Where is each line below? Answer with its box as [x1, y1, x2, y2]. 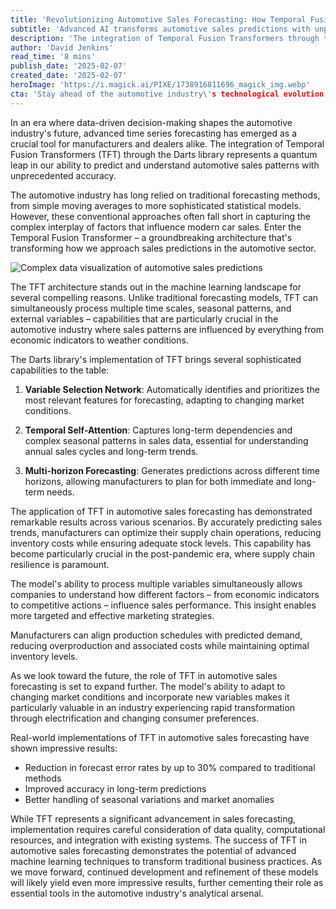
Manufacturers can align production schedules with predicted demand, [10, 629, 303, 641]
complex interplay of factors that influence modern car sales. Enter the [10, 221, 302, 233]
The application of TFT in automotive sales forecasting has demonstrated [10, 505, 313, 517]
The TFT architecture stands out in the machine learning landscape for [10, 281, 302, 293]
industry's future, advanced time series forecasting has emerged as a [10, 127, 298, 139]
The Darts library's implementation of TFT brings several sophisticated [10, 353, 302, 365]
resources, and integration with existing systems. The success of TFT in [10, 834, 307, 846]
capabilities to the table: [10, 364, 110, 376]
